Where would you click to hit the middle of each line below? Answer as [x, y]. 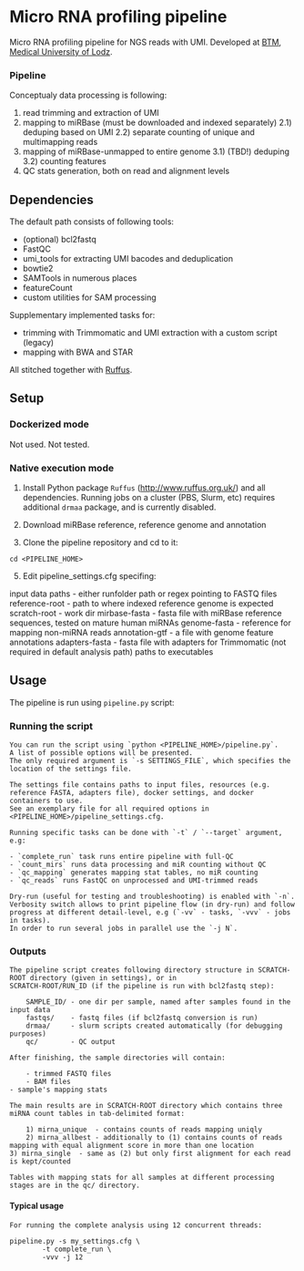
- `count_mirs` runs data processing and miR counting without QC [138, 865]
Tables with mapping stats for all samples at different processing [142, 1178]
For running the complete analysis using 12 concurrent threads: [136, 1225]
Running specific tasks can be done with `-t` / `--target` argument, [146, 833]
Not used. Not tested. [50, 444]
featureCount [47, 288]
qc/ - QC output [71, 1042]
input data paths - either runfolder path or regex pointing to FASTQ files [143, 594]
